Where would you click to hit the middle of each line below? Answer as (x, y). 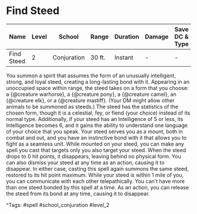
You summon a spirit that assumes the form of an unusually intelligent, (91, 75)
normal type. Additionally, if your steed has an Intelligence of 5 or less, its (95, 119)
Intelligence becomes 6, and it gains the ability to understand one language (97, 125)
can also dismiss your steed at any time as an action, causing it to (85, 163)
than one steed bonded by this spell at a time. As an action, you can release (98, 187)
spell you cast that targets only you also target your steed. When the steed (96, 150)
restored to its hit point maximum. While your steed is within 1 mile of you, (95, 175)
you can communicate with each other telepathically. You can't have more (96, 181)
